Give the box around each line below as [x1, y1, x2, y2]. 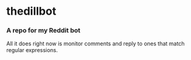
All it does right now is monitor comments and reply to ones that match [6, 40, 185, 47]
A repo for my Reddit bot [6, 26, 81, 35]
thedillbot [6, 4, 56, 18]
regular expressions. [6, 47, 58, 54]
